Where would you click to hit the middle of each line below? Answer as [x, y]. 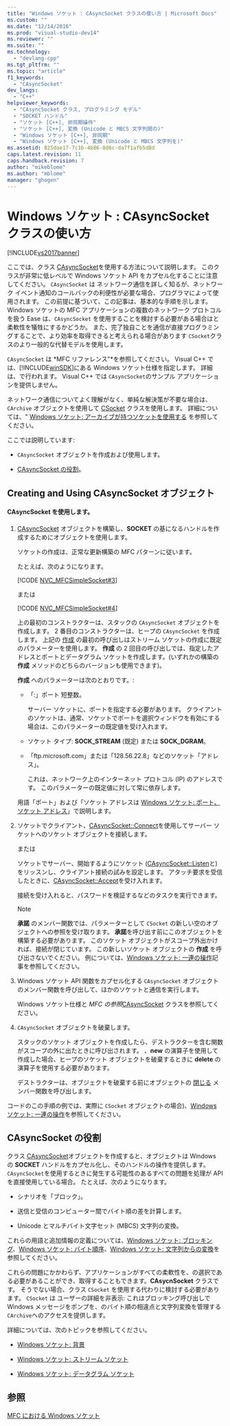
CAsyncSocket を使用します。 [50, 512]
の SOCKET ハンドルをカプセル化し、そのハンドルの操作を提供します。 [108, 1164]
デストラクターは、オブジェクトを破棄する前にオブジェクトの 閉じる [114, 1082]
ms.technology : [29, 52]
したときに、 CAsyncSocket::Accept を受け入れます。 [91, 880]
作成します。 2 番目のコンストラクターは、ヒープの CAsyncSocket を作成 [118, 631]
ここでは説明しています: [41, 440]
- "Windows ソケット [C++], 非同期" [62, 135]
